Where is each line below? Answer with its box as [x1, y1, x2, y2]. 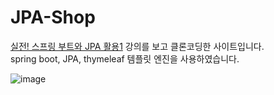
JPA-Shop [10, 6, 96, 29]
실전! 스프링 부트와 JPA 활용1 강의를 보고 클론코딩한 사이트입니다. [10, 40, 265, 52]
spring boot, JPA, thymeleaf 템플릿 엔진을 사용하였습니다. [10, 52, 240, 65]
